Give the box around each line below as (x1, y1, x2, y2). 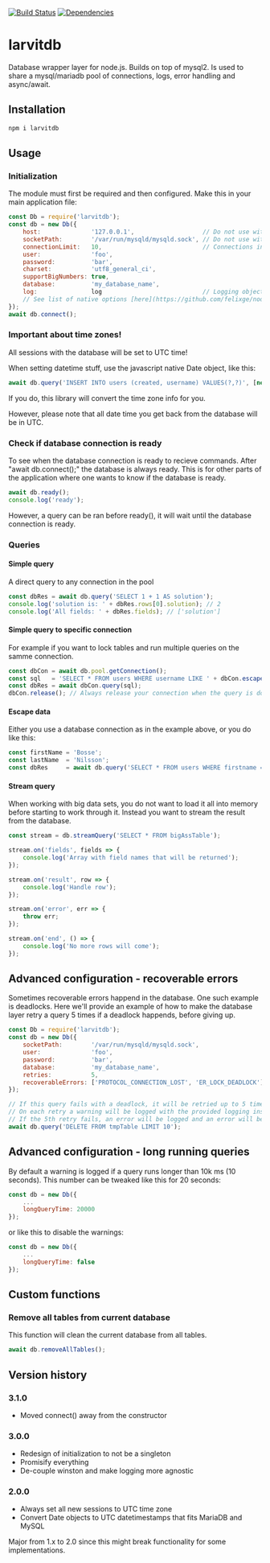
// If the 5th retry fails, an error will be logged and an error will (8, 1116, 253, 1124)
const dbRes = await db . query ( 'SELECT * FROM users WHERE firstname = (8, 764, 264, 772)
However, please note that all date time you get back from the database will (8, 409, 258, 419)
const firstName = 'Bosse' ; (8, 749, 103, 757)
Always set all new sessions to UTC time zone (19, 1504, 173, 1514)
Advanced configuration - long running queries (8, 1145, 250, 1159)
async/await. (8, 79, 51, 89)
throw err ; (22, 913, 59, 921)
